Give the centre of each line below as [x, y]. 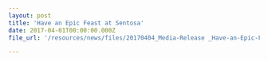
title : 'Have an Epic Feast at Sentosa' [77, 23]
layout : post [30, 15]
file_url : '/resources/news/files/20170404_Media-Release [106, 38]
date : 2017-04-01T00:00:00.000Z [62, 30]
